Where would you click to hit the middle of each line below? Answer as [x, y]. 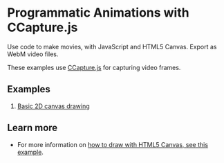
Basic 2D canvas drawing [53, 106]
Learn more [32, 128]
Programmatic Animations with [98, 13]
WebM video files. [33, 54]
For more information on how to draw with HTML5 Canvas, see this [113, 144]
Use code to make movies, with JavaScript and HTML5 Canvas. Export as [112, 46]
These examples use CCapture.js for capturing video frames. [94, 67]
